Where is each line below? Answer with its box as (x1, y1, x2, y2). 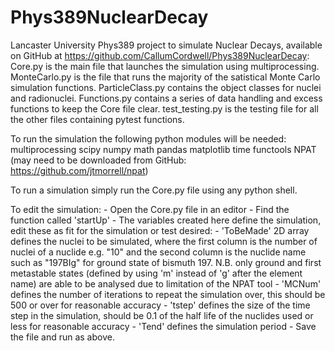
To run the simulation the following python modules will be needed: (10, 132, 287, 145)
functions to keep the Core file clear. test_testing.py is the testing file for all (10, 102, 319, 115)
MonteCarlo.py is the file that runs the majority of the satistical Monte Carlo (10, 71, 321, 83)
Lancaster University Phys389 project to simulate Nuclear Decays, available (10, 39, 323, 51)
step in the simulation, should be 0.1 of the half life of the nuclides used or (10, 309, 314, 321)
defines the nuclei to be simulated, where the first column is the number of (10, 235, 318, 247)
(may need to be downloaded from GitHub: (10, 154, 187, 166)
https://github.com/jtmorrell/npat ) (10, 164, 149, 176)
